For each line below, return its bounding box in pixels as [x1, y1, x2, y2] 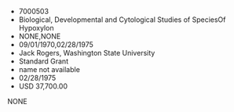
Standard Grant [18, 56, 68, 66]
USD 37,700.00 [18, 81, 68, 91]
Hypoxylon [18, 23, 54, 32]
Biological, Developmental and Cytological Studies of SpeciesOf [18, 15, 226, 24]
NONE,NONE [18, 31, 61, 41]
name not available [18, 65, 80, 74]
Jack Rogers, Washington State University [18, 49, 155, 57]
